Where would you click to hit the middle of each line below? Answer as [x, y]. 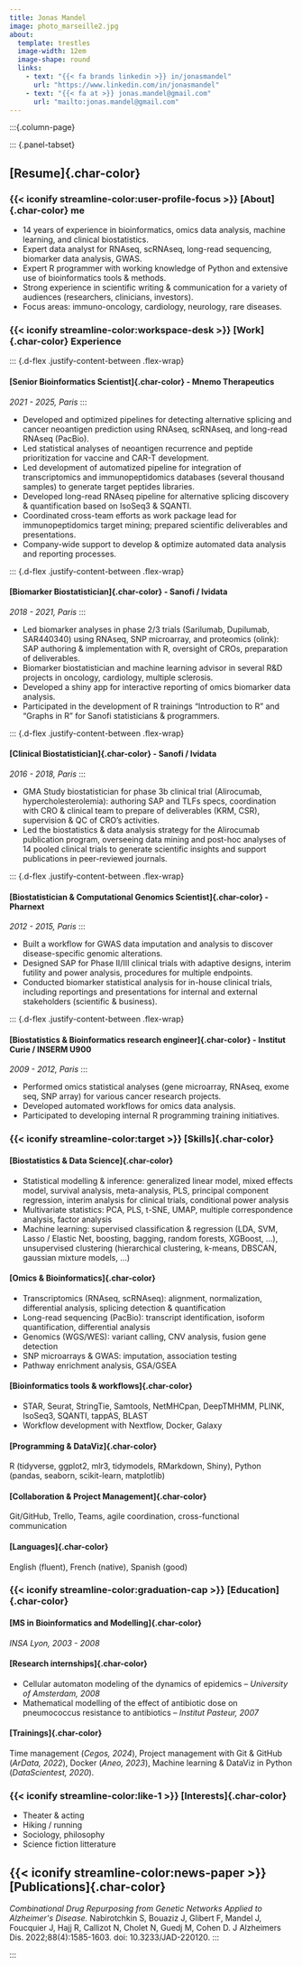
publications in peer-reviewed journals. [95, 858]
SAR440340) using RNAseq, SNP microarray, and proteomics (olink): [151, 638]
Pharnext [27, 906]
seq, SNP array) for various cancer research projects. [122, 1096]
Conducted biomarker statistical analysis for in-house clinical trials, [147, 983]
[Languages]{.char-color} [59, 1546]
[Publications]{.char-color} [88, 1887]
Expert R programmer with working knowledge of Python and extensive [155, 268]
